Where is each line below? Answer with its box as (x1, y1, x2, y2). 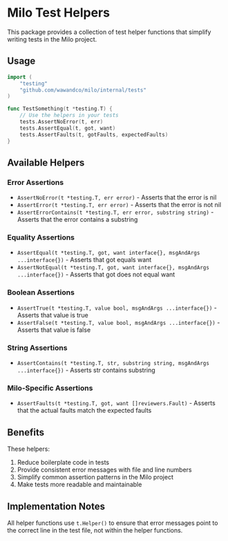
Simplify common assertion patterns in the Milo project (17, 473, 174, 481)
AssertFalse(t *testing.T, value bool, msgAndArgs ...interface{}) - (17, 318, 220, 326)
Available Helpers (7, 157, 85, 168)
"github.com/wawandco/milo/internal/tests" (19, 87, 147, 94)
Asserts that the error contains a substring (17, 215, 138, 224)
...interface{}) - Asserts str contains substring (17, 366, 155, 375)
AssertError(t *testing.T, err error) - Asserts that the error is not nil (17, 201, 222, 209)
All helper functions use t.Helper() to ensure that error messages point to (7, 519, 218, 527)
